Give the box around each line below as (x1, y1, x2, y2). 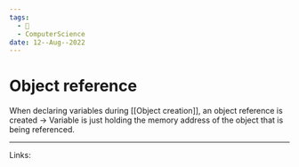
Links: (9, 150, 31, 161)
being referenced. (9, 124, 76, 135)
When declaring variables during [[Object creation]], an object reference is (9, 106, 283, 116)
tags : (9, 12, 29, 22)
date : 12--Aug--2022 (9, 37, 86, 47)
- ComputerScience (17, 29, 86, 38)
